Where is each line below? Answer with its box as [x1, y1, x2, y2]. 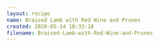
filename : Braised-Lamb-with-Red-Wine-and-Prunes [6, 29, 154, 37]
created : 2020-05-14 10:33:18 [6, 23, 95, 30]
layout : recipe [6, 10, 51, 17]
